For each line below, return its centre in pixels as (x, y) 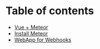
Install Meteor (31, 33)
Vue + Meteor (31, 27)
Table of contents (50, 11)
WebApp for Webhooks (43, 40)
